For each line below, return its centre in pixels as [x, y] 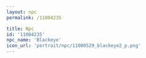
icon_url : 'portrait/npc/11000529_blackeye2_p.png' [74, 46]
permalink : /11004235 [34, 18]
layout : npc [21, 12]
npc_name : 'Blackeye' [34, 40]
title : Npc [20, 29]
